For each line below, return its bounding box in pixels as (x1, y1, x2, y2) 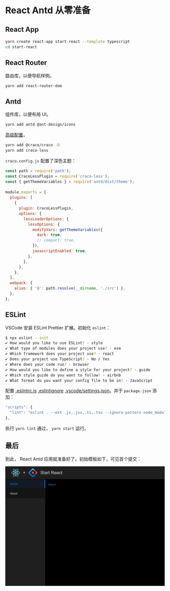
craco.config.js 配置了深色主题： (5, 157, 76, 163)
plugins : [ (10, 195, 33, 200)
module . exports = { (5, 190, 47, 195)
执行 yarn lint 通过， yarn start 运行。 (5, 426, 89, 432)
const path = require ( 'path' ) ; (5, 168, 71, 174)
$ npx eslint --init (5, 335, 49, 341)
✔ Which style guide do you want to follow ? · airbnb (5, 372, 121, 377)
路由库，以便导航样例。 (5, 72, 54, 78)
